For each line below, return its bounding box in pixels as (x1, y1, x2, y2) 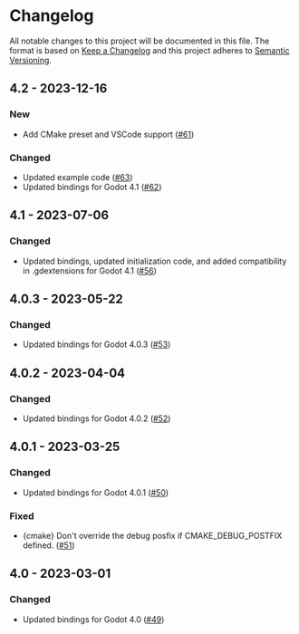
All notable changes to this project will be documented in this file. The (9, 35, 270, 46)
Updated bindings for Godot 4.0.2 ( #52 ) (22, 413, 171, 424)
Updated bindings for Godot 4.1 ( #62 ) (22, 181, 162, 192)
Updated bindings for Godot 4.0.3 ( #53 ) (22, 339, 171, 350)
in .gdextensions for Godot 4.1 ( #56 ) (22, 264, 157, 276)
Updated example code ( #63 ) (22, 171, 133, 182)
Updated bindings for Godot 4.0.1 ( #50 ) (22, 486, 169, 498)
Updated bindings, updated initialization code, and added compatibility (22, 255, 287, 266)
